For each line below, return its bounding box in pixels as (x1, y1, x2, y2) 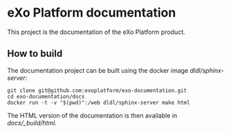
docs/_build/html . (7, 118, 57, 127)
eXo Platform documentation (7, 5, 176, 21)
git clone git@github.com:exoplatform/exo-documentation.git (7, 87, 187, 94)
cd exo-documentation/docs (7, 93, 85, 100)
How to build (7, 48, 63, 60)
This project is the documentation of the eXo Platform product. (7, 28, 185, 36)
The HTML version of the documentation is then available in (7, 111, 178, 119)
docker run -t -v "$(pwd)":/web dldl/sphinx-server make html (7, 99, 190, 106)
